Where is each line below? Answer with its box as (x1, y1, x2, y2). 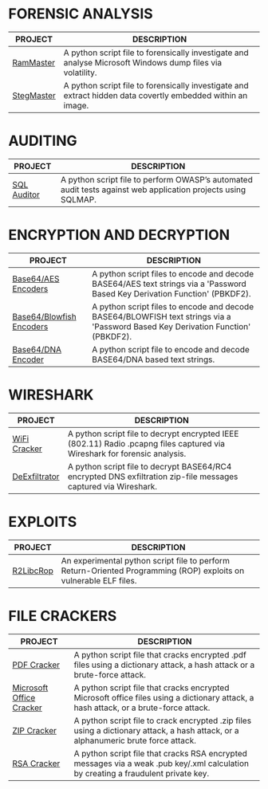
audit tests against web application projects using (60, 184, 246, 195)
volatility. (63, 67, 97, 78)
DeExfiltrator (12, 471, 60, 482)
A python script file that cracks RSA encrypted (73, 748, 247, 759)
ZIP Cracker (12, 724, 57, 736)
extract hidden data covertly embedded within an (63, 89, 248, 100)
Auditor (12, 189, 40, 200)
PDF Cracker (12, 659, 61, 670)
